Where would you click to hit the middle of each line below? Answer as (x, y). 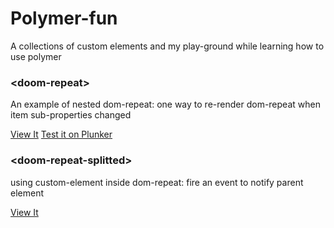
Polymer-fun (64, 18)
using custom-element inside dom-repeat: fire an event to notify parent (157, 182)
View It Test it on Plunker (61, 134)
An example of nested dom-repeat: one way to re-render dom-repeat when (165, 104)
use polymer (36, 56)
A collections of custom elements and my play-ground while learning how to (167, 46)
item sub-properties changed (71, 115)
